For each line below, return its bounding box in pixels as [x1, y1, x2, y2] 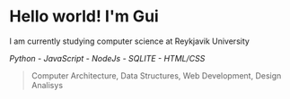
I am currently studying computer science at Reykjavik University [9, 36, 250, 46]
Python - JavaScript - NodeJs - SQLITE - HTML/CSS [9, 53, 206, 63]
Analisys [31, 79, 64, 90]
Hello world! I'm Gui [9, 6, 159, 27]
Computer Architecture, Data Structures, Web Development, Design [31, 70, 282, 81]
